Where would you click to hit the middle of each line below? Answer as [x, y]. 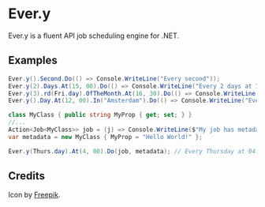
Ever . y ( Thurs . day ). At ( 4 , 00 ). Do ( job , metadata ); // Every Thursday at [127, 151]
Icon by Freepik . [34, 195]
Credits [27, 176]
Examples [33, 60]
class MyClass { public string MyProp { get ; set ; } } [100, 115]
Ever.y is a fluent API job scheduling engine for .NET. [94, 36]
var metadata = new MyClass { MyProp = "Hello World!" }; [105, 137]
